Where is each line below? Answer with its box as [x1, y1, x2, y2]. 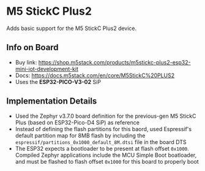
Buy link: [15, 58, 37, 66]
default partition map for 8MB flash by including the [15, 132, 146, 139]
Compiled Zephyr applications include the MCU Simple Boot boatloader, [15, 151, 197, 159]
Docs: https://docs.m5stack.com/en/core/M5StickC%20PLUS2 [15, 72, 175, 79]
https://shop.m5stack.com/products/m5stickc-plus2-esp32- [38, 58, 191, 66]
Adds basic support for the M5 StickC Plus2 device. [6, 25, 137, 32]
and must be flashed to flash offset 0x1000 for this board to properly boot [15, 158, 199, 165]
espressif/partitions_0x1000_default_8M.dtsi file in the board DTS [15, 138, 187, 145]
